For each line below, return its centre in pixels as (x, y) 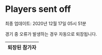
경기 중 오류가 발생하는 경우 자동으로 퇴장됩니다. (51, 34)
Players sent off (38, 9)
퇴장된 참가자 (22, 47)
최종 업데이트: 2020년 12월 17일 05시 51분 (46, 23)
